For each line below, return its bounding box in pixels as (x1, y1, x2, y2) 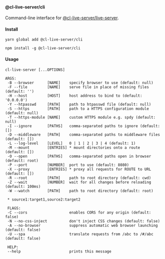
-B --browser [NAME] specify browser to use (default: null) (7, 80, 154, 85)
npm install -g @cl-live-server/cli (5, 46, 81, 51)
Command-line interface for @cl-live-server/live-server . (5, 15, 119, 21)
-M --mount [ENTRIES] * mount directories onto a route (7, 145, 140, 150)
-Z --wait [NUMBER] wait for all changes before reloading (7, 179, 152, 185)
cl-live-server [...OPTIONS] (5, 67, 65, 72)
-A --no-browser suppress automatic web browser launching (7, 223, 158, 228)
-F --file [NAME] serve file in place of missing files (7, 85, 149, 89)
